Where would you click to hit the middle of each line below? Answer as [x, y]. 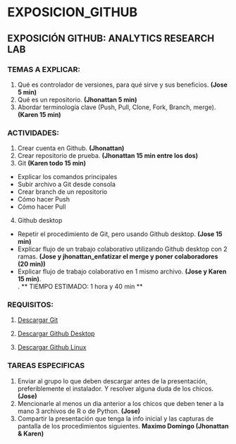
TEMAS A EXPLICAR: [44, 69]
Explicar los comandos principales [67, 177]
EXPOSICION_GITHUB [73, 12]
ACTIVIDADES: [33, 132]
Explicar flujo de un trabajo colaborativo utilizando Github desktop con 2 [122, 249]
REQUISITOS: [31, 305]
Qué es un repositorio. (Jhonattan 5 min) [77, 99]
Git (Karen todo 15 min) [52, 164]
